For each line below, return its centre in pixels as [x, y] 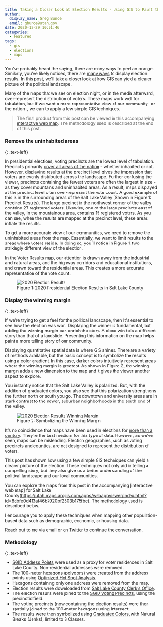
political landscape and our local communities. [51, 476]
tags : [10, 41]
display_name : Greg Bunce [36, 18]
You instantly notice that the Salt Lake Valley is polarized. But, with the [75, 385]
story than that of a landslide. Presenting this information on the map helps [80, 335]
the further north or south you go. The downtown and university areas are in [81, 396]
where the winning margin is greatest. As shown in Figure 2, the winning [77, 366]
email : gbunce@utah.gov [33, 23]
